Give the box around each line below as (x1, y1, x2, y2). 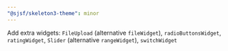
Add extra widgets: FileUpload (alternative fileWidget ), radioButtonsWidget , (7, 29, 221, 37)
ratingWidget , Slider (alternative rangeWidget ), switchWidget (7, 35, 177, 44)
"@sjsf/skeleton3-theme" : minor (7, 10, 99, 17)
